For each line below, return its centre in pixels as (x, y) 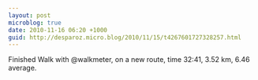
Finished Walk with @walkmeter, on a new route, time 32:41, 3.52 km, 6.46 (129, 60)
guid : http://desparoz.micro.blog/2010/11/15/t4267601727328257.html (125, 37)
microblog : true (35, 23)
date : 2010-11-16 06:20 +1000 (58, 30)
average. (22, 68)
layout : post (30, 15)
